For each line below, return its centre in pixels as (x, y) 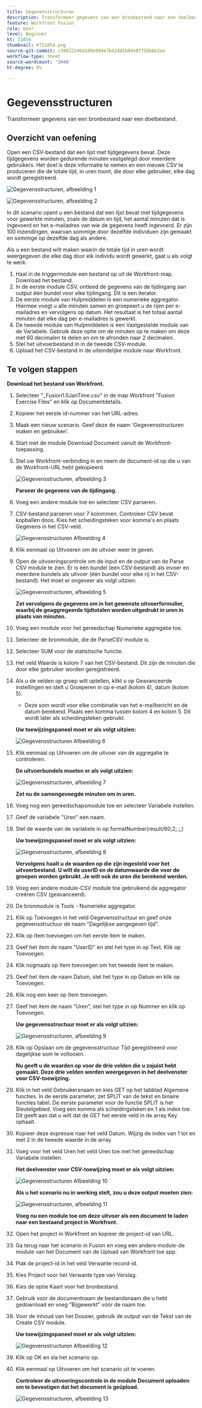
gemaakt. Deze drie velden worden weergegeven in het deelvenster (101, 1072)
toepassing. (30, 449)
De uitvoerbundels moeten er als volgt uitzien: (74, 770)
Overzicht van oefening (52, 138)
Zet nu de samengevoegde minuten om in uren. (76, 794)
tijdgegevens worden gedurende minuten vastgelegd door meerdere (91, 159)
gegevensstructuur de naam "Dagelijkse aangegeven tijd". (87, 924)
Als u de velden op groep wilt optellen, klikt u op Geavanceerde (94, 680)
